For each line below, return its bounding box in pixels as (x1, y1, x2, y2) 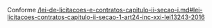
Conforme (7, 6, 36, 14)
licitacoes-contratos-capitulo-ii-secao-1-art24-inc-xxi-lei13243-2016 (7, 13, 205, 21)
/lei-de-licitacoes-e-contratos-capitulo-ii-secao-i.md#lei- (37, 6, 203, 14)
